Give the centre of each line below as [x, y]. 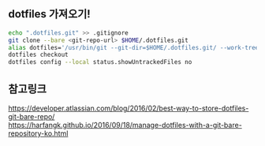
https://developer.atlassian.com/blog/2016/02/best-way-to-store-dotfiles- [129, 108]
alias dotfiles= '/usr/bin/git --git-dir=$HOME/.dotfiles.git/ [112, 47]
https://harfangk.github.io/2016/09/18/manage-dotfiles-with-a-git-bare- [125, 125]
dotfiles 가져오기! [49, 14]
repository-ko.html [38, 133]
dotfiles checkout [38, 55]
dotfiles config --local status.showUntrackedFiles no [100, 62]
